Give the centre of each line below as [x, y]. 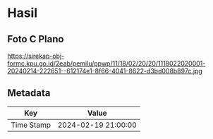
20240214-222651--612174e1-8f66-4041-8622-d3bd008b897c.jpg [105, 71]
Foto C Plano [36, 39]
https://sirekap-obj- [36, 56]
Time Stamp [31, 125]
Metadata [29, 93]
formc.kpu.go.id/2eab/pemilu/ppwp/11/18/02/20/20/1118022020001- [107, 64]
